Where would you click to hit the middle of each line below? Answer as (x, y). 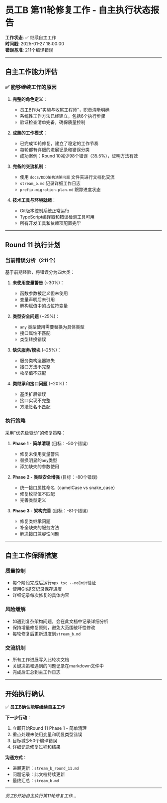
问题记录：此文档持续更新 (39, 774)
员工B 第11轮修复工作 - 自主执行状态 (78, 10)
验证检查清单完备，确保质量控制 (52, 122)
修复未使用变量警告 (40, 454)
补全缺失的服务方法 (40, 527)
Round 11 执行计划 (33, 245)
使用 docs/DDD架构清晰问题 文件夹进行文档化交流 (67, 177)
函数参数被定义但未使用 (44, 293)
